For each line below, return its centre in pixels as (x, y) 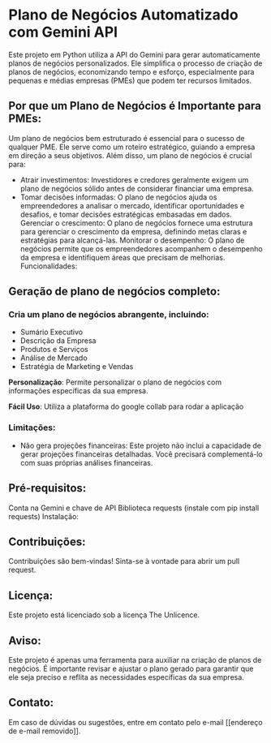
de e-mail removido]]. (45, 731)
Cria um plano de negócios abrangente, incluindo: (109, 315)
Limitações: (32, 427)
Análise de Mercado (54, 358)
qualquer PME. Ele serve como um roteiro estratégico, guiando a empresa (132, 147)
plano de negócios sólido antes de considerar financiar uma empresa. (137, 188)
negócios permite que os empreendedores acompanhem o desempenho (141, 248)
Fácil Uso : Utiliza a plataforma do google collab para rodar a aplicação (126, 406)
